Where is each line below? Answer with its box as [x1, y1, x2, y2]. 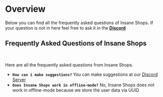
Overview [5, 3, 46, 15]
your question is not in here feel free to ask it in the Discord [5, 25, 126, 31]
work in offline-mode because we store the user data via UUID [12, 87, 139, 93]
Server [12, 76, 26, 82]
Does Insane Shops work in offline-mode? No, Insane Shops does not [12, 82, 155, 88]
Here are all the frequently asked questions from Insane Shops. [5, 62, 133, 67]
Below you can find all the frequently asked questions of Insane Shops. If [5, 20, 154, 26]
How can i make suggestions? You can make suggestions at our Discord [12, 71, 158, 77]
